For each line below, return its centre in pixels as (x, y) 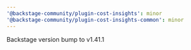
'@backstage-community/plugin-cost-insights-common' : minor (95, 20)
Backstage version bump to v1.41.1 (56, 39)
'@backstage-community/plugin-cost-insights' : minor (84, 13)
